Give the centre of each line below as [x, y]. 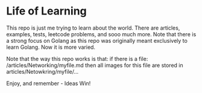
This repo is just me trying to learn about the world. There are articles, [93, 28]
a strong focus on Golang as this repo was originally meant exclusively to [97, 40]
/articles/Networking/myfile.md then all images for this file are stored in [95, 65]
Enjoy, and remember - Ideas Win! [49, 83]
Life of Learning [47, 11]
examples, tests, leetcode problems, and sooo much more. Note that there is [101, 34]
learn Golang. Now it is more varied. [51, 47]
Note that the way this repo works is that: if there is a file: [77, 59]
